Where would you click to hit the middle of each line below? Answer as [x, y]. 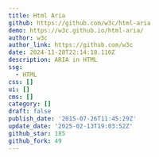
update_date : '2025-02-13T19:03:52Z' [71, 126]
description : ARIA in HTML [53, 60]
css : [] [21, 82]
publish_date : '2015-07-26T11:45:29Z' [72, 119]
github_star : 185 [37, 133]
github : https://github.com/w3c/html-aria [79, 23]
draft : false [30, 112]
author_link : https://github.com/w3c [71, 45]
